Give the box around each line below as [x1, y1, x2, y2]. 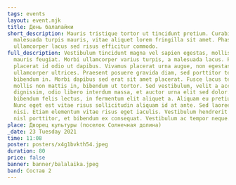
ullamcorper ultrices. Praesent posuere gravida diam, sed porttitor [13, 69, 221, 76]
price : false [7, 154, 46, 162]
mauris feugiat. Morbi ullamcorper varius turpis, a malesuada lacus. [13, 56, 225, 63]
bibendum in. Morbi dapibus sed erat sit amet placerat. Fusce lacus [13, 75, 221, 83]
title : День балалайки [7, 23, 74, 30]
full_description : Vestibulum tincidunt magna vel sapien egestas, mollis [7, 50, 231, 57]
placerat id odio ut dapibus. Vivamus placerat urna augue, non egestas [13, 63, 231, 70]
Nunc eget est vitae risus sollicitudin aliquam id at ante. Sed [13, 102, 209, 109]
